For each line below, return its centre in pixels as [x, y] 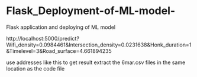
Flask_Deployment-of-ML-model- [91, 11]
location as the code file [35, 68]
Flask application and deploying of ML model [61, 27]
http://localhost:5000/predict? [43, 38]
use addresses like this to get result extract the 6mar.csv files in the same [96, 62]
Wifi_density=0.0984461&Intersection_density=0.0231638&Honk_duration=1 [99, 45]
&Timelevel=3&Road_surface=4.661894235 [59, 51]
